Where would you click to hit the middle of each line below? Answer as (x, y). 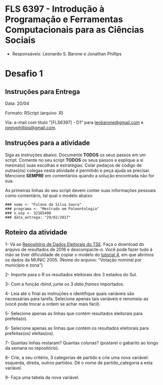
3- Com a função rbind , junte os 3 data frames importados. (65, 284)
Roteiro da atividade (36, 232)
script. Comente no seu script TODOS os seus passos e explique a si (74, 160)
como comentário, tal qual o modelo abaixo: (49, 195)
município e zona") (24, 265)
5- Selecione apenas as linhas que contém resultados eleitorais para (74, 313)
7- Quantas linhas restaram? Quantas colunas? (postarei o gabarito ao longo (82, 343)
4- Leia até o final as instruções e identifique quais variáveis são (70, 293)
